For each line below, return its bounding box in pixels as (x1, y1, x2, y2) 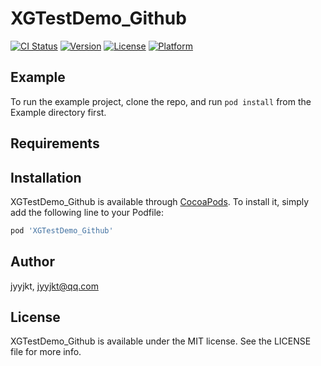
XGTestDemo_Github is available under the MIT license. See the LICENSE (10, 335, 312, 347)
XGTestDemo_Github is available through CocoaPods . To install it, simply (10, 195, 310, 207)
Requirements (10, 135, 100, 152)
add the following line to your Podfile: (10, 206, 165, 218)
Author (10, 253, 55, 271)
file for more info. (10, 346, 82, 358)
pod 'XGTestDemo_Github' (10, 225, 114, 236)
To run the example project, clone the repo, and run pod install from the (10, 95, 312, 107)
